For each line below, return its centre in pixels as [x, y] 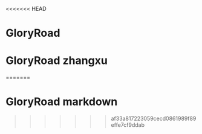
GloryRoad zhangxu [57, 61]
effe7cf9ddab [128, 125]
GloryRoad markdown [62, 102]
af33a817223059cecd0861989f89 [154, 119]
